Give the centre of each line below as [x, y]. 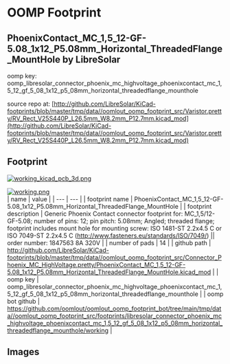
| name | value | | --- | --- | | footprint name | [70, 199]
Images [23, 352]
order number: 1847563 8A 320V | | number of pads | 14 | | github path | [109, 242]
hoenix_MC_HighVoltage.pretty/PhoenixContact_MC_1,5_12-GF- [96, 264]
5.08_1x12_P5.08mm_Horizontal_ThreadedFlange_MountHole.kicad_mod [109, 272]
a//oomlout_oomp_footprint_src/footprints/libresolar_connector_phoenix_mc [115, 316]
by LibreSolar [91, 59]
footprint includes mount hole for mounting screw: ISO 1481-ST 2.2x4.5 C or [114, 228]
